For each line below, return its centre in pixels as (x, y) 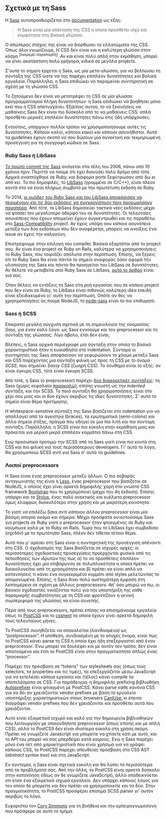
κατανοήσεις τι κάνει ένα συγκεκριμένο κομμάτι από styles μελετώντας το (82, 574)
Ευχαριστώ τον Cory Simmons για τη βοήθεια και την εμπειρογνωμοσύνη (81, 806)
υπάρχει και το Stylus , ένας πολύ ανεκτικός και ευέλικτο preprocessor (78, 497)
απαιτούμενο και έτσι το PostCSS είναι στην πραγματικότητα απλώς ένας (81, 651)
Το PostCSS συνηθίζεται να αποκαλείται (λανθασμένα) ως (66, 630)
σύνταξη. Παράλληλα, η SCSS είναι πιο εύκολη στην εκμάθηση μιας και (80, 427)
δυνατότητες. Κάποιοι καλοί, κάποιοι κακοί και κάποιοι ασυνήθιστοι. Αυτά (81, 132)
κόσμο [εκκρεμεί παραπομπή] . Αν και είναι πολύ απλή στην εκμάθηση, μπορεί (81, 56)
